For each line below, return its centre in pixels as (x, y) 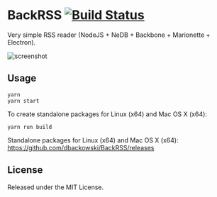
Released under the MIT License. (56, 187)
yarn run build (30, 127)
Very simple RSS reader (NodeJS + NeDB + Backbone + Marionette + (109, 35)
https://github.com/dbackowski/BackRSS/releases (81, 147)
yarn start (23, 101)
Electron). (22, 42)
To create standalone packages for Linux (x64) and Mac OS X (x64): (107, 114)
